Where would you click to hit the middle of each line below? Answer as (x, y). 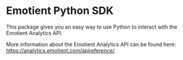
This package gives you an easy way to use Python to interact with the (92, 27)
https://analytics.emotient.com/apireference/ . (61, 50)
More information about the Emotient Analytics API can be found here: (91, 44)
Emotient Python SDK (60, 11)
